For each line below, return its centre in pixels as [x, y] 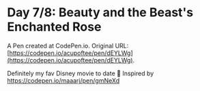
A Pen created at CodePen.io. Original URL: [68, 45]
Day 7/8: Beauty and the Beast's [100, 13]
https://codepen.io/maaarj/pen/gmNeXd [63, 80]
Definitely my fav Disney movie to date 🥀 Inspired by [81, 73]
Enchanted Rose [54, 27]
